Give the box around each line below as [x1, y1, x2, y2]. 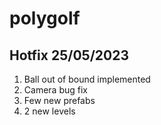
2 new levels [23, 105, 76, 117]
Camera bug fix [23, 84, 88, 96]
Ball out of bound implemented [23, 73, 151, 85]
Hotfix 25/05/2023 [9, 47, 129, 64]
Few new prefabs [23, 95, 96, 106]
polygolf [9, 7, 81, 30]
